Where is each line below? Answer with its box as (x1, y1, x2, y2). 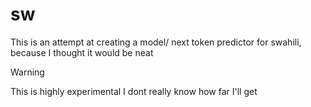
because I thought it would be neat (10, 46, 154, 58)
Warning (10, 66, 45, 78)
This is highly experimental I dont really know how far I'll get (10, 85, 258, 97)
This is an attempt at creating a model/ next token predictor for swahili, (10, 36, 302, 48)
